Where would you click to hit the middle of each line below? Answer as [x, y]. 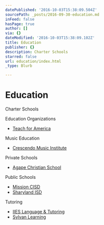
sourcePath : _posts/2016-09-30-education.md [52, 15]
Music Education [22, 138]
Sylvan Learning [29, 217]
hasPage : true [20, 24]
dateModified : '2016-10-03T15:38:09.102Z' [50, 38]
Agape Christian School [37, 167]
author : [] [16, 29]
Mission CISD [26, 187]
